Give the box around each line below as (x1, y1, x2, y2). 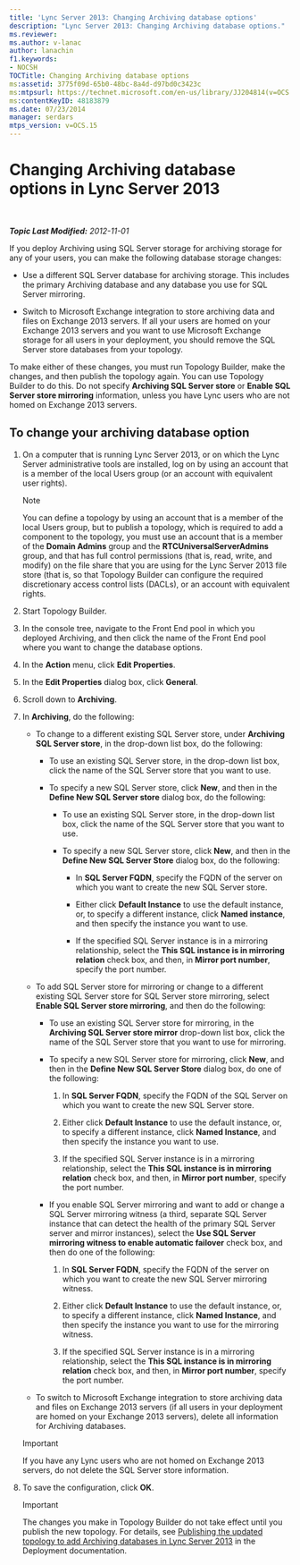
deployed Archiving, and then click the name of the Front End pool (21, 632, 266, 643)
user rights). (21, 478, 68, 488)
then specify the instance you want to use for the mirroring (62, 1319, 279, 1330)
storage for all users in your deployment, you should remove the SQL (21, 334, 276, 345)
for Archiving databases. (35, 1420, 127, 1431)
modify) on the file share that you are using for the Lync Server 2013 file (21, 560, 287, 571)
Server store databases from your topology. (21, 343, 183, 354)
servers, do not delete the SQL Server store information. (21, 1464, 229, 1476)
